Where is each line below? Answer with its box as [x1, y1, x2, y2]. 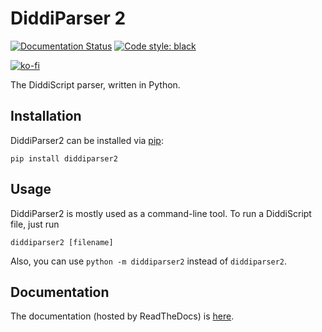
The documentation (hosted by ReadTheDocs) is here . [10, 310, 235, 322]
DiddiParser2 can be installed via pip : [10, 134, 164, 146]
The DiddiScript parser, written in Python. [10, 78, 181, 91]
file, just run [10, 218, 60, 230]
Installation [10, 108, 82, 125]
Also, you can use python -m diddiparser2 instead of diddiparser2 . [10, 255, 288, 267]
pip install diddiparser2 [10, 153, 118, 164]
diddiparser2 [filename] [10, 237, 114, 247]
